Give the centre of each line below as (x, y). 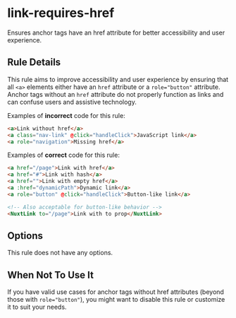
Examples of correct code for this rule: (63, 155)
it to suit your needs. (37, 307)
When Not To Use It (50, 275)
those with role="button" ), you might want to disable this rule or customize (116, 300)
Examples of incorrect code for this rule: (66, 115)
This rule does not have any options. (60, 253)
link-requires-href (61, 13)
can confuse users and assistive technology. (72, 102)
